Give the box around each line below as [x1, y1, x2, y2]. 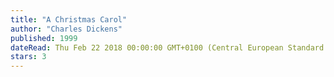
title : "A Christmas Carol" [10, 14, 128, 25]
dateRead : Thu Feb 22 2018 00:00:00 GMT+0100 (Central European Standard [10, 42, 325, 53]
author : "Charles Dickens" [10, 24, 123, 34]
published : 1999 [10, 33, 78, 43]
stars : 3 [10, 52, 47, 62]
